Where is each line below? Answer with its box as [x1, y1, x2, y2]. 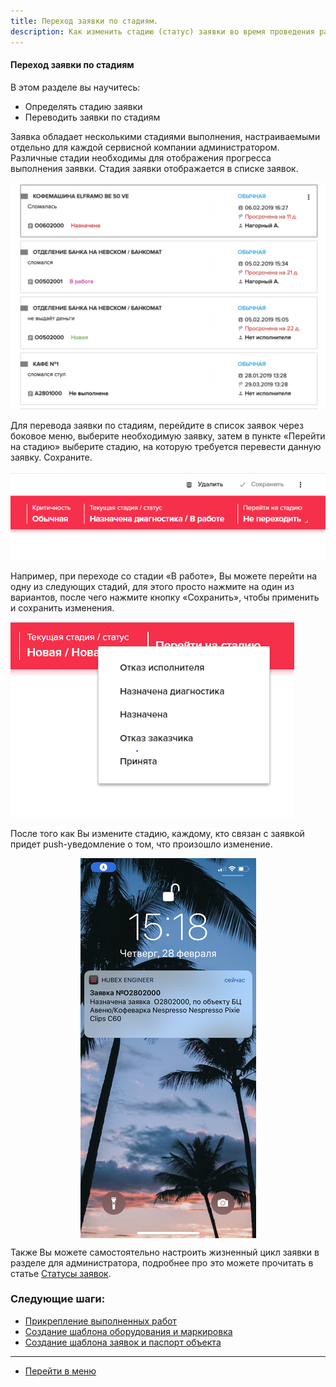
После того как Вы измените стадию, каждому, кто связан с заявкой [10, 827, 305, 839]
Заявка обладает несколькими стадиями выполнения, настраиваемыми [10, 130, 321, 142]
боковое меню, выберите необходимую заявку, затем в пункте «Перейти [10, 430, 326, 442]
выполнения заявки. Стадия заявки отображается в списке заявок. [10, 162, 299, 174]
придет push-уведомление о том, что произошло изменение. [10, 838, 273, 850]
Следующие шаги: [10, 1292, 106, 1306]
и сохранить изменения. [10, 601, 115, 614]
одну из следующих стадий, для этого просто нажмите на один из [10, 580, 295, 592]
